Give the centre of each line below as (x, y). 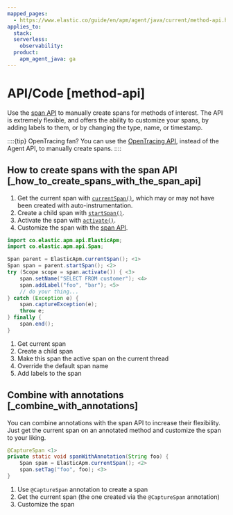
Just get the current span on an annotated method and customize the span (114, 430)
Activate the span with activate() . (67, 220)
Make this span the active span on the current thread (93, 358)
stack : (23, 33)
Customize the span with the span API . (72, 228)
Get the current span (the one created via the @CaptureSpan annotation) (118, 497)
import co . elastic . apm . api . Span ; (55, 247)
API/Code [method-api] (76, 93)
